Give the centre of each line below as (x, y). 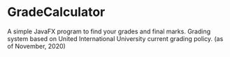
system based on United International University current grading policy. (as (115, 38)
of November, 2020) (37, 46)
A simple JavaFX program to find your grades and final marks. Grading (109, 31)
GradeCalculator (56, 12)
